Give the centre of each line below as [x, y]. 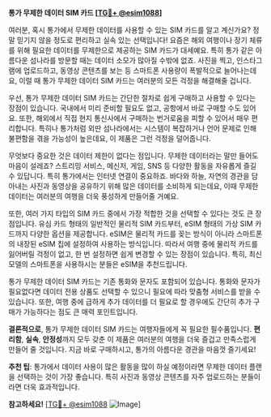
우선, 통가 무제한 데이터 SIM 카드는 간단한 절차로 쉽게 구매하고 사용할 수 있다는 [132, 98]
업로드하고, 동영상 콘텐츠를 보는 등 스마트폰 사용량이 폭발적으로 [123, 71]
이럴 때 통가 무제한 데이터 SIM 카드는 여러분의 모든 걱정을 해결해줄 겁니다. [135, 81]
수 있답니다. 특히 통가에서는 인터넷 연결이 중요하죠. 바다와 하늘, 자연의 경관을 [129, 176]
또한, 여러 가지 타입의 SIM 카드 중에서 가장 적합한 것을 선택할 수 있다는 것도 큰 [131, 213]
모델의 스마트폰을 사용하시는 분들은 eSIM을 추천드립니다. [98, 264]
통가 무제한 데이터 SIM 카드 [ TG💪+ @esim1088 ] [85, 13]
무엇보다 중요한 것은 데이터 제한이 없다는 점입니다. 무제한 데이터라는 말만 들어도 [133, 156]
